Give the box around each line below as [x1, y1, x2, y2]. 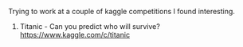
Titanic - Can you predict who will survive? [19, 22, 161, 31]
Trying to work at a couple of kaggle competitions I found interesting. [8, 7, 235, 16]
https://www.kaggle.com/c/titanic [19, 31, 130, 39]
